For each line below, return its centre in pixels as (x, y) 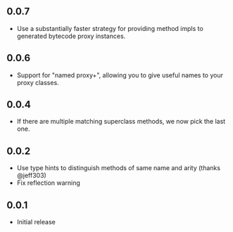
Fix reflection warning (48, 183)
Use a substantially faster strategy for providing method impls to (110, 28)
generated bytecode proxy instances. (71, 36)
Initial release (36, 222)
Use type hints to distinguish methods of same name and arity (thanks (119, 168)
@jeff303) (31, 176)
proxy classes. (38, 82)
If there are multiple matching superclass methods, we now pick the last (121, 122)
